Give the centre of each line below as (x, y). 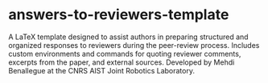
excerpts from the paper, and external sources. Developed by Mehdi (122, 62)
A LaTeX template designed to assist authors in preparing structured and (128, 37)
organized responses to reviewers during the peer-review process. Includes (134, 45)
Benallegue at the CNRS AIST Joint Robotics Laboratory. (102, 70)
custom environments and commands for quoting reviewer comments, (125, 53)
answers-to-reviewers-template (119, 15)
